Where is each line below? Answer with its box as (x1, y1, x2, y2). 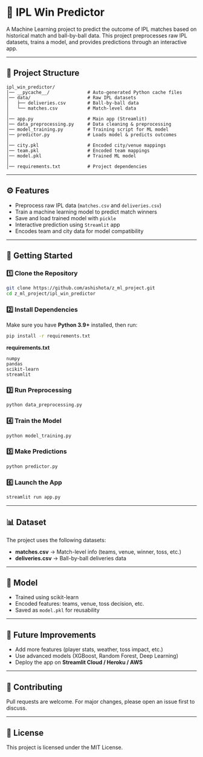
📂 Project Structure (6, 68, 80, 78)
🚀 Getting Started (6, 251, 73, 261)
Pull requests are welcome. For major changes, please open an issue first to (6, 698, 195, 706)
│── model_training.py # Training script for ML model (6, 126, 169, 133)
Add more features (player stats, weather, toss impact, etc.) (14, 646, 163, 653)
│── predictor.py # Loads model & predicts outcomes (6, 131, 177, 138)
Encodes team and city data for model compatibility (14, 227, 144, 235)
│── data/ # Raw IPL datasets (6, 94, 137, 100)
